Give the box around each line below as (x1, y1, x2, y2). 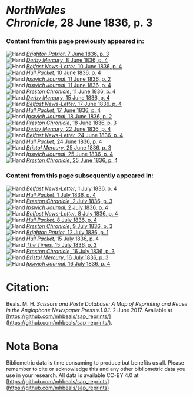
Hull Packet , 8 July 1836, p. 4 (26, 216, 97, 223)
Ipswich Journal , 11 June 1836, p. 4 (26, 82, 111, 89)
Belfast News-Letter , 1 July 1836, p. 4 (26, 185, 117, 192)
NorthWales (6, 4, 66, 17)
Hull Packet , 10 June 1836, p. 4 (26, 69, 101, 77)
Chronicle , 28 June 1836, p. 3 (6, 16, 153, 29)
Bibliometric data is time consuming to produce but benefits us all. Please (6, 359, 184, 366)
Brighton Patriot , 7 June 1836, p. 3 (26, 51, 109, 58)
